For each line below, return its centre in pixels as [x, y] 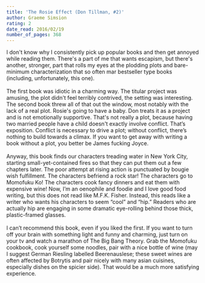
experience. [21, 274]
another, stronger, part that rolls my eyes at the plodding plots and [90, 66]
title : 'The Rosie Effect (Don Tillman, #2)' [65, 12]
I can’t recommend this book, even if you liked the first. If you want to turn [99, 228]
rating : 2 [19, 23]
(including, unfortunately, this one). [50, 78]
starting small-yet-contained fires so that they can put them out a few [94, 163]
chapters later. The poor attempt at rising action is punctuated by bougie [98, 170]
